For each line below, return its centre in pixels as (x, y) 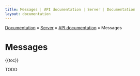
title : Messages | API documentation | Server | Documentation (70, 9)
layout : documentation (28, 14)
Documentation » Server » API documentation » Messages (63, 27)
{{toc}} (12, 60)
